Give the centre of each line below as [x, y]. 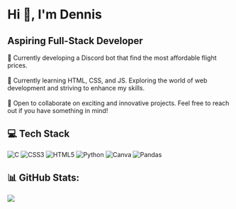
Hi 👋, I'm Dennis [55, 15]
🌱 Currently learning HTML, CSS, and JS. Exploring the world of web [107, 80]
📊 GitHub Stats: [44, 178]
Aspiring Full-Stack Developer [75, 41]
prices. [17, 65]
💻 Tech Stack [39, 134]
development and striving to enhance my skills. [76, 88]
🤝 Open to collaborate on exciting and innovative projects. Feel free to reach [118, 103]
